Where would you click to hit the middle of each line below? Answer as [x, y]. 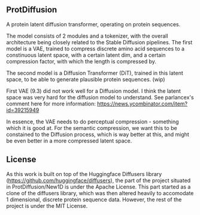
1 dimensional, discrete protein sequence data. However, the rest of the [94, 199]
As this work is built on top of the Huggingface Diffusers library [84, 174]
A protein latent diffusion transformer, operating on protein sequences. [93, 24]
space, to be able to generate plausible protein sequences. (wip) [86, 79]
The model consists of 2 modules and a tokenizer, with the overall [87, 36]
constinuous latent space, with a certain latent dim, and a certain [86, 55]
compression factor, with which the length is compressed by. [81, 61]
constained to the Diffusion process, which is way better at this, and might [98, 134]
